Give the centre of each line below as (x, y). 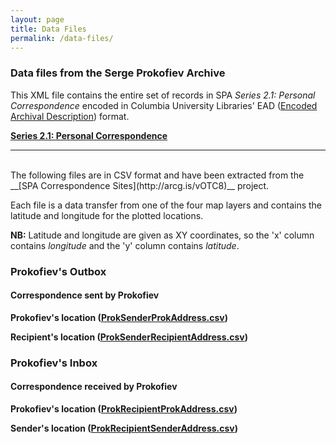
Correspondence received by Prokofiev (94, 387)
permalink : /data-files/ (62, 38)
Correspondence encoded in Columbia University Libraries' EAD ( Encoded (164, 105)
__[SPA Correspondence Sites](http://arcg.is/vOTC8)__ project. (140, 185)
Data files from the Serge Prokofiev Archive (118, 73)
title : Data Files (48, 29)
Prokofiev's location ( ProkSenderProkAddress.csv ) (119, 317)
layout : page (37, 19)
